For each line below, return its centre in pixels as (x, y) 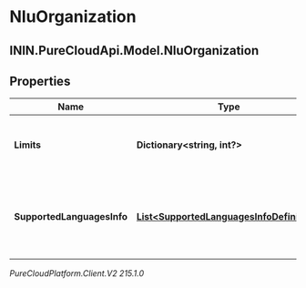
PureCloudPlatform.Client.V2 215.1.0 (77, 273)
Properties (40, 81)
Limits (28, 145)
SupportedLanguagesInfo (71, 217)
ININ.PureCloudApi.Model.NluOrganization (134, 51)
